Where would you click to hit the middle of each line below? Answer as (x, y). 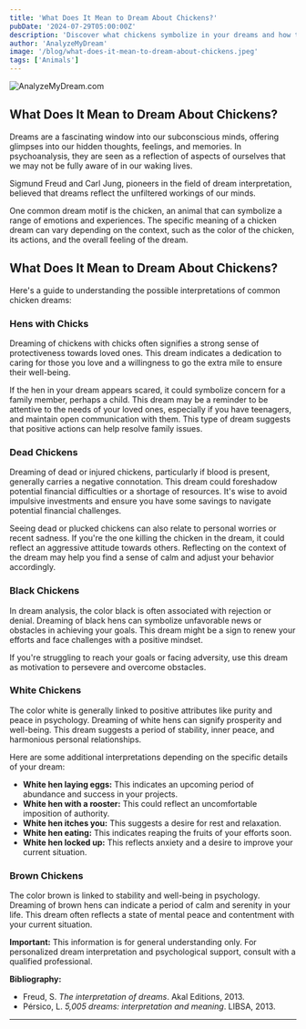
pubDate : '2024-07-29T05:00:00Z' (73, 26)
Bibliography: (36, 979)
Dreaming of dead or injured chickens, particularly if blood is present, (140, 472)
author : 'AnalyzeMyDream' (58, 43)
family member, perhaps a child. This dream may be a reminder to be (139, 399)
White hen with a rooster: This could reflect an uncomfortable (140, 803)
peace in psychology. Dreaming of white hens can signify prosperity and (146, 719)
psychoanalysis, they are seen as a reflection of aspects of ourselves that (148, 156)
